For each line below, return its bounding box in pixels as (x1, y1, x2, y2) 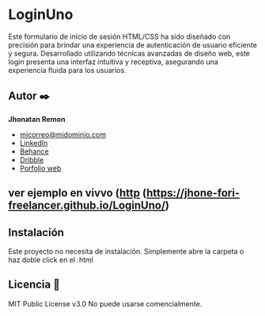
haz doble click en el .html (8, 255, 93, 265)
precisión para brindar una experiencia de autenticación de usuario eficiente (8, 40, 257, 49)
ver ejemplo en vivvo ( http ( (8, 186, 147, 200)
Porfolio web (19, 163, 62, 173)
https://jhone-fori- (146, 186, 240, 200)
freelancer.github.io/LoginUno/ (8, 199, 166, 212)
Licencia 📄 (8, 278, 61, 291)
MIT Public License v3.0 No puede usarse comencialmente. (8, 299, 203, 308)
